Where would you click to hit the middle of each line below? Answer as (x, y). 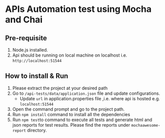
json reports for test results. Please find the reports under (71, 125)
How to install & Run (37, 76)
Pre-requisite (26, 38)
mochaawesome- (146, 125)
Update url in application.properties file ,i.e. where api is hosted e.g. (90, 98)
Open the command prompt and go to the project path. (69, 109)
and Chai (24, 20)
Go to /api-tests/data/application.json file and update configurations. (86, 93)
